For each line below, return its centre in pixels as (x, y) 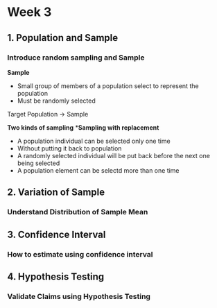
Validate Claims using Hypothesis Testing (79, 296)
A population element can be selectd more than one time (98, 170)
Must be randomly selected (56, 101)
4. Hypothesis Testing (56, 276)
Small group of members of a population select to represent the (108, 86)
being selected (38, 163)
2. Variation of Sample (56, 192)
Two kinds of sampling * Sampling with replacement (83, 127)
